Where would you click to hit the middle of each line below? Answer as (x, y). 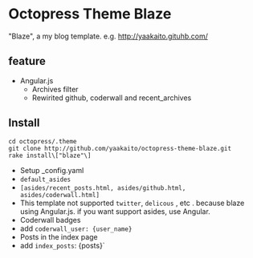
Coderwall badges (50, 220)
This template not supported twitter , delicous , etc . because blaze (132, 203)
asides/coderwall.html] (60, 195)
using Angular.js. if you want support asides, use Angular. (115, 211)
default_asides (45, 179)
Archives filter (55, 89)
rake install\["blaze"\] (50, 155)
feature (27, 61)
